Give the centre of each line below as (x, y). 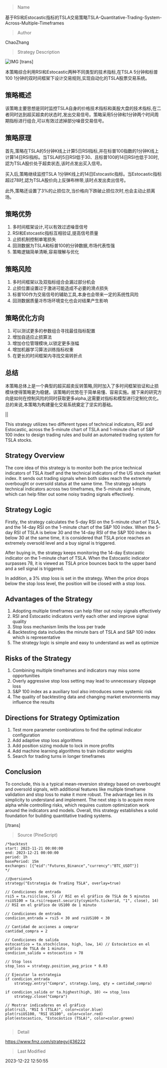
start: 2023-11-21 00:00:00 (34, 848)
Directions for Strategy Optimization (63, 718)
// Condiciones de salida (32, 940)
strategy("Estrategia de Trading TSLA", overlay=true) (63, 883)
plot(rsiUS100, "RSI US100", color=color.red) (54, 1014)
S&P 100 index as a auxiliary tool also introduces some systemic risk (82, 692)
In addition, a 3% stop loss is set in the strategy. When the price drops (77, 578)
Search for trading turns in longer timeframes (59, 756)
